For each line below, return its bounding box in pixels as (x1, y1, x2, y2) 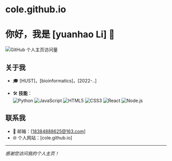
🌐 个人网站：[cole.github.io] (12, 134, 73, 140)
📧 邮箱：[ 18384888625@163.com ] (12, 128, 86, 134)
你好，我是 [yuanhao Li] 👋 (5, 29, 115, 41)
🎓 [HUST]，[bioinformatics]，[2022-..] (12, 77, 97, 84)
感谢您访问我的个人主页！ (5, 150, 59, 156)
